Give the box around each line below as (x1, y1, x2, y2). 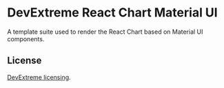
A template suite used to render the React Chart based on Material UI (7, 27, 203, 36)
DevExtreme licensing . (7, 73, 71, 81)
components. (7, 34, 45, 43)
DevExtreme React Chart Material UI (7, 5, 218, 21)
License (7, 55, 42, 67)
